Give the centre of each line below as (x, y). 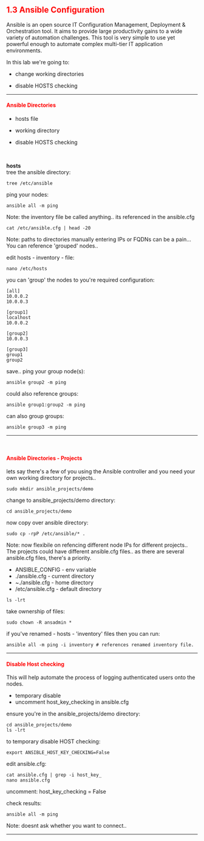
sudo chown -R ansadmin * (39, 623)
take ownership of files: (36, 612)
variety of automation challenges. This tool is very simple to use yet (91, 37)
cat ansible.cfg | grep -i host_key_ (54, 775)
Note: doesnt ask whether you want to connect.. (66, 826)
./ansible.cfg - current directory (54, 576)
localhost (19, 318)
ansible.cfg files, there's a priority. (49, 558)
